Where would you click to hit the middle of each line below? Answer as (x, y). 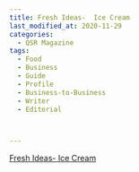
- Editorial (40, 109)
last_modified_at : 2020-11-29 (66, 26)
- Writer (34, 101)
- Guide (32, 76)
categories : (31, 34)
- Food (30, 59)
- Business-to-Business (61, 92)
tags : (19, 51)
